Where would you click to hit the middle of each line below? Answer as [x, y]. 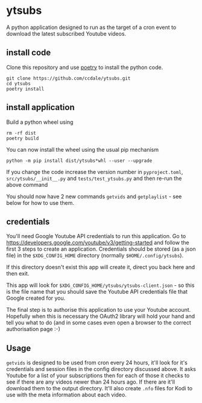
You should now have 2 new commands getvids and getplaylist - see [94, 196]
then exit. [18, 274]
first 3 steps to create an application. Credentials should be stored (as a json [101, 249]
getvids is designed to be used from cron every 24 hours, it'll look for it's [97, 363]
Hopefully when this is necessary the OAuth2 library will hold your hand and [101, 316]
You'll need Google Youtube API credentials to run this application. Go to [96, 236]
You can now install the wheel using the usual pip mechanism [82, 149]
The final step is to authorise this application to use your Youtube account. [99, 310]
